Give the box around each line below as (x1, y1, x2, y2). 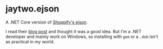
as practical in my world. (5, 38, 55, 44)
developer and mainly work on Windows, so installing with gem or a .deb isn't (5, 34, 159, 39)
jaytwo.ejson (5, 3, 60, 14)
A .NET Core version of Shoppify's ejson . (5, 19, 88, 25)
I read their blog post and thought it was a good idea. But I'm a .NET (5, 28, 142, 34)
